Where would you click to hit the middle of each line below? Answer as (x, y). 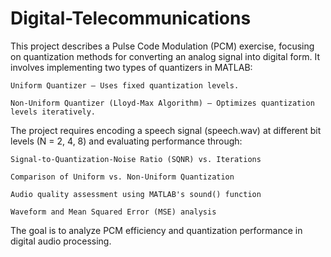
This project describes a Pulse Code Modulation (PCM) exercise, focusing (162, 46)
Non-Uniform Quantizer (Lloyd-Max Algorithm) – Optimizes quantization (162, 103)
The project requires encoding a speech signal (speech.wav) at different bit (166, 130)
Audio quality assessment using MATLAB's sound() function (136, 194)
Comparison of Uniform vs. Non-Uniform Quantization (122, 177)
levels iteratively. (53, 112)
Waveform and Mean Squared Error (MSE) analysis (113, 212)
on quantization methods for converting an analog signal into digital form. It (165, 56)
